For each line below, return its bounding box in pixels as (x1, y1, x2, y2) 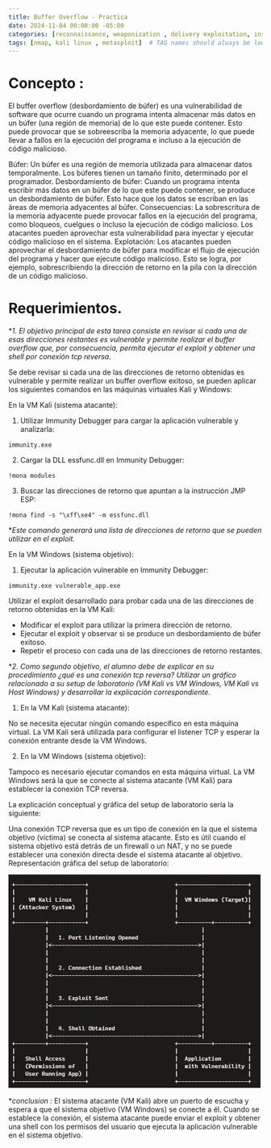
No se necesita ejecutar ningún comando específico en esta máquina (8, 719, 240, 728)
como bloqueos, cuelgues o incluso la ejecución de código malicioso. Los (8, 220, 253, 229)
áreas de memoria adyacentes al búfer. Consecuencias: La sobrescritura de (8, 203, 261, 212)
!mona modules (8, 472, 56, 480)
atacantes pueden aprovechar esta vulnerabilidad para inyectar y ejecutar (8, 228, 254, 238)
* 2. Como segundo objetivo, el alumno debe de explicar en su (8, 662, 215, 672)
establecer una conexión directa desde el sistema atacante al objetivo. (8, 850, 243, 860)
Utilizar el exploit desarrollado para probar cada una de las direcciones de (8, 596, 254, 605)
